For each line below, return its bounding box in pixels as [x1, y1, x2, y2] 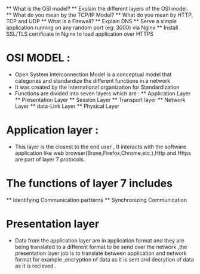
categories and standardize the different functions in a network [14, 77, 171, 84]
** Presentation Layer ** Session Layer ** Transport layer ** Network [14, 96, 186, 103]
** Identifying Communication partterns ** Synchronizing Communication [6, 196, 187, 203]
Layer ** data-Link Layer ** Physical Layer [14, 102, 119, 110]
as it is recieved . [14, 262, 57, 269]
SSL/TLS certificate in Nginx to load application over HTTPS [6, 30, 154, 38]
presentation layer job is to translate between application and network [14, 250, 187, 257]
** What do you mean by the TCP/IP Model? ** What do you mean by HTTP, [6, 11, 193, 18]
